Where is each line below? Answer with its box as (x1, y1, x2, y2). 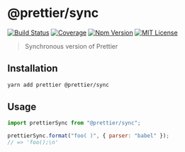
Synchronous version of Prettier (24, 42, 118, 50)
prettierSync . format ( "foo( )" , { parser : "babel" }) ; (7, 132, 170, 139)
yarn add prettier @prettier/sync (7, 81, 110, 88)
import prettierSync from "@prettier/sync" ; (7, 119, 141, 127)
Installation (7, 62, 58, 75)
